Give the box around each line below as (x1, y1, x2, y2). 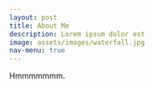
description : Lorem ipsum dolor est (9, 29, 145, 38)
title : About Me (9, 21, 69, 30)
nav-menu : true (9, 46, 66, 55)
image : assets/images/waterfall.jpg (9, 37, 145, 47)
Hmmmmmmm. (9, 70, 66, 81)
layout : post (9, 12, 58, 22)
